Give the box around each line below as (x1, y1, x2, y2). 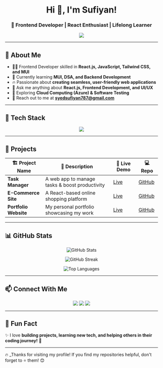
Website (7, 209, 27, 216)
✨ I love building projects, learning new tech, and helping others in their (5, 332, 152, 338)
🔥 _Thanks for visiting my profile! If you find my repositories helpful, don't (5, 352, 152, 358)
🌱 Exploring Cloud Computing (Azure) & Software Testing (12, 90, 130, 96)
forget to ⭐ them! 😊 (5, 357, 45, 363)
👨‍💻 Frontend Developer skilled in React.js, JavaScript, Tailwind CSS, (12, 64, 151, 70)
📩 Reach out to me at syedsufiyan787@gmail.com (12, 95, 115, 101)
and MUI (12, 69, 30, 75)
